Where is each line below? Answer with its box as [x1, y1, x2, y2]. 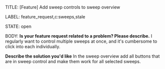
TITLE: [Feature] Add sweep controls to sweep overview [5, 4, 120, 10]
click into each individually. [5, 44, 61, 49]
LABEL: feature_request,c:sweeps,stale [5, 14, 85, 19]
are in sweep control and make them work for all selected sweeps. [5, 59, 141, 64]
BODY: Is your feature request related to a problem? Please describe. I [5, 33, 153, 39]
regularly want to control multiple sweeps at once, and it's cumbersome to [5, 38, 158, 44]
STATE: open [5, 23, 32, 29]
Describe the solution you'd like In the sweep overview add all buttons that [5, 53, 160, 59]
